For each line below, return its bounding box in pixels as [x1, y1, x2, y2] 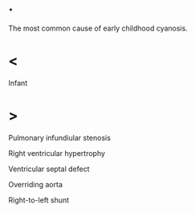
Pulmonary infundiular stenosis [8, 133, 111, 142]
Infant [8, 78, 28, 88]
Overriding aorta [8, 179, 63, 189]
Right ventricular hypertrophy [8, 148, 106, 158]
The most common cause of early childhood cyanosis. [8, 23, 189, 33]
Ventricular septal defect [8, 164, 90, 174]
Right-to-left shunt [8, 195, 70, 205]
